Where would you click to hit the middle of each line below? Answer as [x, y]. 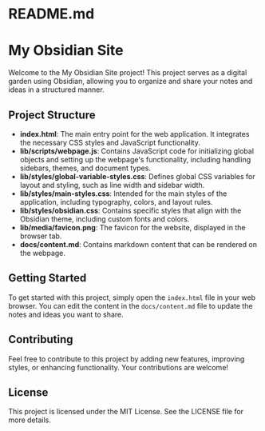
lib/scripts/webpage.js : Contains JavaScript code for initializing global [136, 151]
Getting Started [47, 278]
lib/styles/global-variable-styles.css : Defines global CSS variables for [137, 176]
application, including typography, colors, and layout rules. [116, 202]
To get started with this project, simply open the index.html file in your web [132, 297]
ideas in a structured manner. [57, 90]
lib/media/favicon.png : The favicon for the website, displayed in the [132, 227]
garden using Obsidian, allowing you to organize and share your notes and [131, 82]
